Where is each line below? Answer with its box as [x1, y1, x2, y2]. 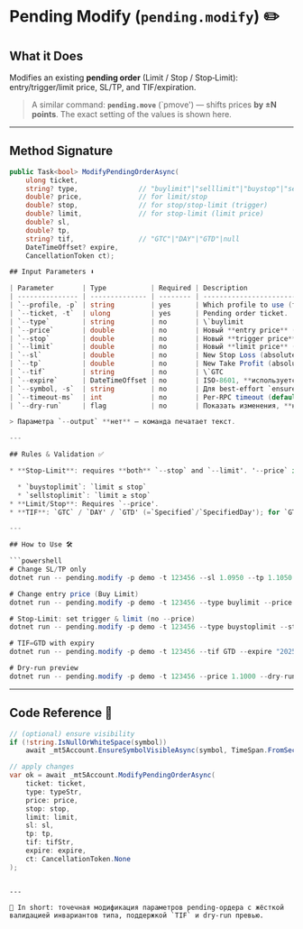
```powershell [9, 556, 63, 566]
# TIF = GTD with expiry [9, 639, 95, 648]
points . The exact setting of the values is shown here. [31, 109, 232, 119]
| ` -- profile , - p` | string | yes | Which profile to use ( [9, 300, 293, 310]
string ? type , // [25, 184, 147, 193]
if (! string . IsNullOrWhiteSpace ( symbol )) [9, 738, 168, 747]
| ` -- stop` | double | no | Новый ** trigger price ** [9, 334, 297, 343]
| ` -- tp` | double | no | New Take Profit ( [9, 359, 272, 369]
